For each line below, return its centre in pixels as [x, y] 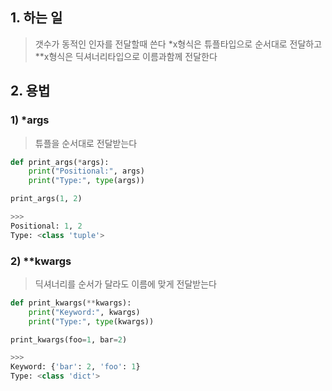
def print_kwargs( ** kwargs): [71, 303]
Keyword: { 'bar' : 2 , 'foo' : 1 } [75, 367]
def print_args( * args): [60, 162]
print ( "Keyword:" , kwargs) [84, 312]
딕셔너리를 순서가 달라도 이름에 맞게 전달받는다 [125, 284]
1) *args [30, 120]
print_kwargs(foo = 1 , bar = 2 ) [69, 339]
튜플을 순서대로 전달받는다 [86, 143]
